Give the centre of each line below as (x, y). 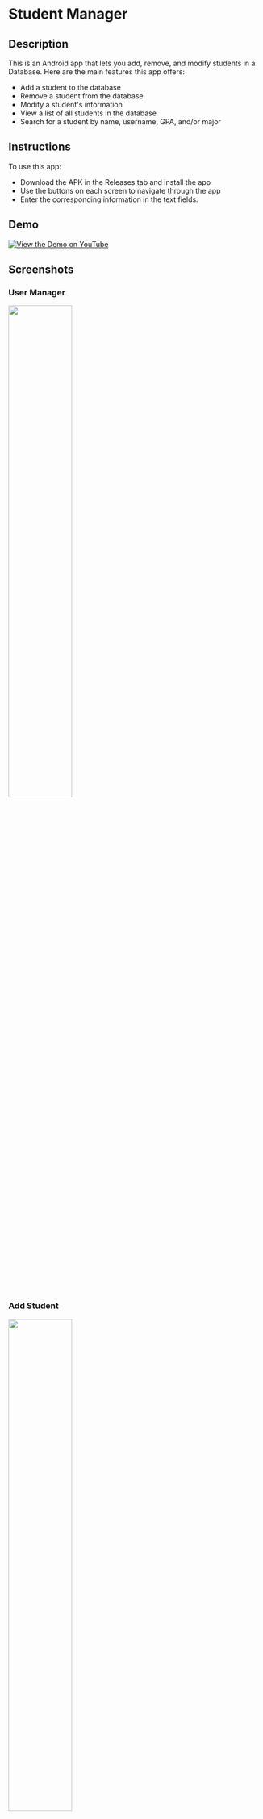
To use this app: (35, 166)
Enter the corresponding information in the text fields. (109, 199)
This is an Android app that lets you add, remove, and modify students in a (132, 63)
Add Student (33, 1306)
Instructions (40, 147)
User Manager (37, 292)
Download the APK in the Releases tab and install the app (115, 182)
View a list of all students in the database (88, 113)
